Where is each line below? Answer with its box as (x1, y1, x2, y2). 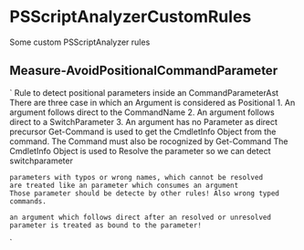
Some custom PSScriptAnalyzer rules (9, 36, 151, 47)
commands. (9, 196, 47, 206)
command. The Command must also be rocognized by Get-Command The (9, 135, 288, 147)
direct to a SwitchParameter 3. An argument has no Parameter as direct (9, 116, 278, 127)
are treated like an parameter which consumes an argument (9, 181, 239, 190)
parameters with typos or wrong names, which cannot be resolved (9, 172, 263, 182)
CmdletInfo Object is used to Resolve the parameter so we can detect (9, 145, 271, 156)
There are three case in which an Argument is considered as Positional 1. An (9, 97, 296, 108)
